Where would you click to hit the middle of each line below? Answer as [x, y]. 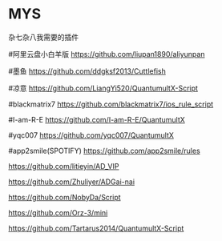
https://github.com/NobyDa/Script [65, 197]
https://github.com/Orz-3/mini [58, 212]
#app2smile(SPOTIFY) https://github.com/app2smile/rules [104, 151]
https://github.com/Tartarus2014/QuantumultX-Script [96, 228]
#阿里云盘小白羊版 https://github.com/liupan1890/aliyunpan [107, 54]
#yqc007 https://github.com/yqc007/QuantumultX [91, 135]
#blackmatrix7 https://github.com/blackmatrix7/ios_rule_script [111, 104]
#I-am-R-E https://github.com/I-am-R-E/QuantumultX [97, 119]
